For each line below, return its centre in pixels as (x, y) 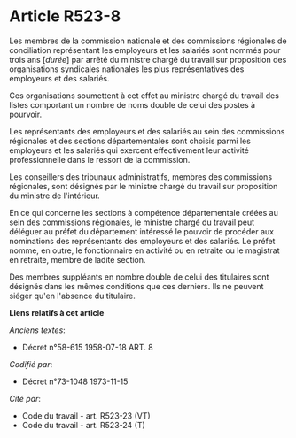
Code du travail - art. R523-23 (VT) (86, 415)
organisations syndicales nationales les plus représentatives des (127, 69)
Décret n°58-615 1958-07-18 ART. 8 (87, 347)
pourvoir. (26, 114)
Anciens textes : (38, 330)
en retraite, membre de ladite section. (78, 259)
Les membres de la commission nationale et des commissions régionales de (148, 41)
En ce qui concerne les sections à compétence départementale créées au (144, 212)
